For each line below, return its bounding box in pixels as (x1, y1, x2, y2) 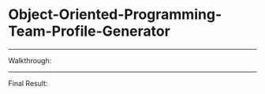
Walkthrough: (8, 55, 52, 65)
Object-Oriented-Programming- (8, 6, 222, 24)
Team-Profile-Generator (8, 22, 171, 40)
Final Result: (8, 78, 48, 88)
